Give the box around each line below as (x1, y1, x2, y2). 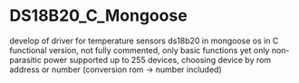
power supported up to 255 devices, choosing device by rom (43, 54, 272, 65)
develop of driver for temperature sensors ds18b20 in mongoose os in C (9, 35, 279, 46)
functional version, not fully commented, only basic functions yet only (9, 44, 270, 55)
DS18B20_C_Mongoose (9, 5, 188, 26)
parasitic (9, 54, 43, 65)
